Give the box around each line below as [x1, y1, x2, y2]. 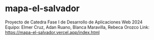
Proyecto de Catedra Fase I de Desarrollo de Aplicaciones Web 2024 [5, 19, 143, 25]
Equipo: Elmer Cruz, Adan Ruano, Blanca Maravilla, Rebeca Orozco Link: [5, 24, 150, 30]
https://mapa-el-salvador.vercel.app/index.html [5, 29, 100, 35]
